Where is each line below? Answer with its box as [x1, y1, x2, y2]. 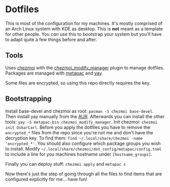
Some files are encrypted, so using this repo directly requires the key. [5, 80, 151, 86]
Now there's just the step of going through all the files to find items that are [5, 171, 162, 177]
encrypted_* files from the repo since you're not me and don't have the [5, 129, 153, 135]
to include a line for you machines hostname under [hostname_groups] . [5, 151, 153, 157]
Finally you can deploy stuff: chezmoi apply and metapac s [5, 161, 126, 167]
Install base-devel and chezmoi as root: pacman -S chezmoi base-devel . [5, 108, 154, 114]
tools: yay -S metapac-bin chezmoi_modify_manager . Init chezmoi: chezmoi [5, 119, 158, 125]
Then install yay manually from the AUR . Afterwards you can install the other [5, 113, 165, 120]
